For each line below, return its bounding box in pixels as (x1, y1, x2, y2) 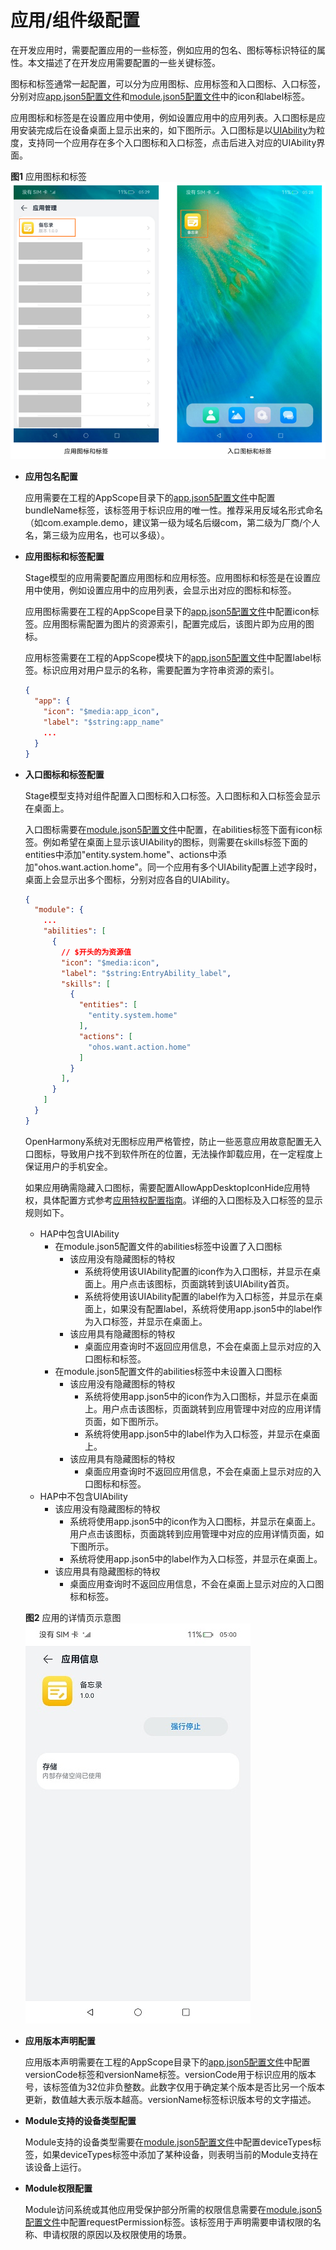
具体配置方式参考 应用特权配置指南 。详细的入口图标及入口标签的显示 (42, 1194, 323, 1206)
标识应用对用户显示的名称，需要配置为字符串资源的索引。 (42, 664, 280, 676)
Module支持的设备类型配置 (24, 2114, 137, 2126)
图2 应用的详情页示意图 (24, 1611, 122, 1623)
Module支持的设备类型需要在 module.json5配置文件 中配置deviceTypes (24, 2136, 313, 2148)
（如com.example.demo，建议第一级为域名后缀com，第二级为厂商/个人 (24, 517, 321, 529)
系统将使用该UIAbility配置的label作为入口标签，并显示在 (84, 1290, 315, 1302)
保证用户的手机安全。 (24, 1160, 113, 1172)
